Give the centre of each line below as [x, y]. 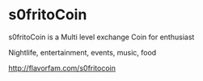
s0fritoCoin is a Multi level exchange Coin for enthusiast [101, 37]
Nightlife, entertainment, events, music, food [82, 52]
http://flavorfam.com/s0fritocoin [62, 68]
